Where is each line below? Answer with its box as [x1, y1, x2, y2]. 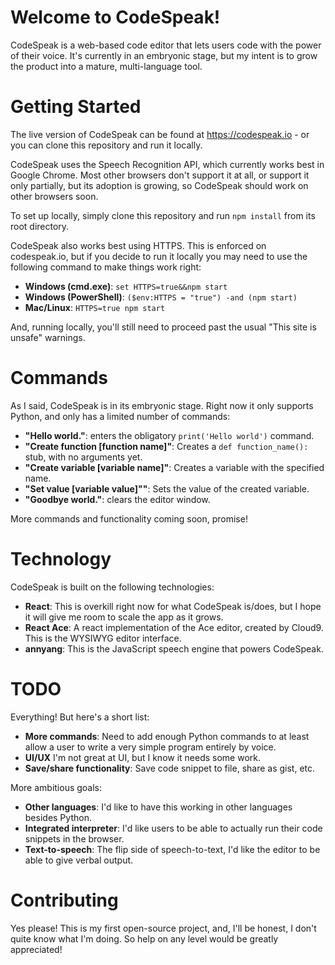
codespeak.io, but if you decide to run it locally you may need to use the [10, 250, 308, 262]
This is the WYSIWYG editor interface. [24, 632, 182, 644]
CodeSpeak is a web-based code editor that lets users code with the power [10, 39, 322, 51]
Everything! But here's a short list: [10, 711, 150, 723]
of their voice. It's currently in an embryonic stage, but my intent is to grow [10, 49, 318, 61]
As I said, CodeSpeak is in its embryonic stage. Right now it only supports [10, 399, 314, 411]
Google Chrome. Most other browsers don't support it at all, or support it [10, 169, 310, 181]
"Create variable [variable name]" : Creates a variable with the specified [24, 461, 325, 473]
